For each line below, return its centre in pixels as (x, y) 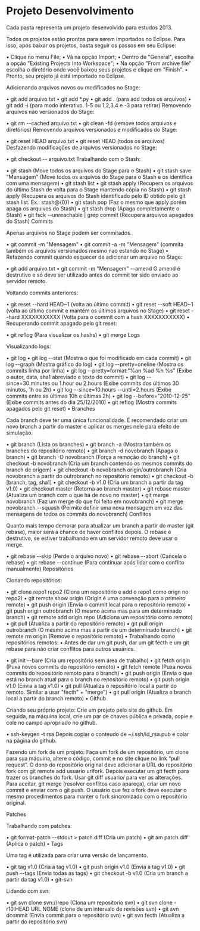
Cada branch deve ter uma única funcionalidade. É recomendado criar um (97, 420)
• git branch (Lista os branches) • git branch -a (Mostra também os (89, 444)
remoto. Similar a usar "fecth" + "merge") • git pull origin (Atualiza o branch (99, 692)
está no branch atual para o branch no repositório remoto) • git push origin (98, 679)
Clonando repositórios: (34, 580)
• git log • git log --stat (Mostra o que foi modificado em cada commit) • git (99, 358)
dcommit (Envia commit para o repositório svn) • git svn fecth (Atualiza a (96, 915)
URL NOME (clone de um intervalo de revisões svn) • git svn (105, 909)
